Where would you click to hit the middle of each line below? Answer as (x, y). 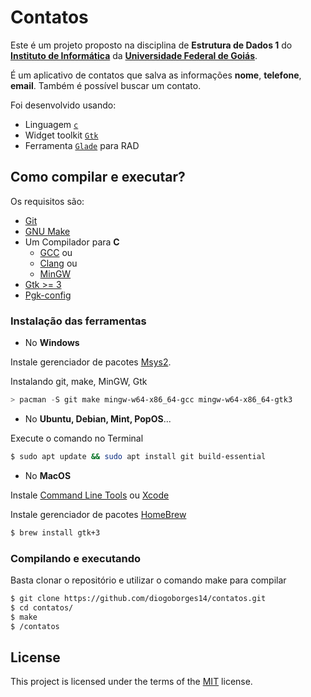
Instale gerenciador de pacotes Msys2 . (91, 362)
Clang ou (58, 263)
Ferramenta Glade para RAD (82, 145)
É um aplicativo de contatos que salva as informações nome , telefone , (156, 75)
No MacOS (48, 475)
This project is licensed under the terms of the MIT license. (131, 682)
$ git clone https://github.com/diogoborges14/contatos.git (138, 598)
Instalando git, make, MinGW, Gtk (79, 382)
